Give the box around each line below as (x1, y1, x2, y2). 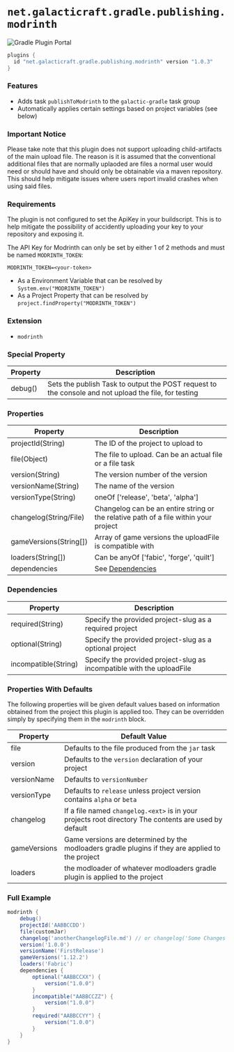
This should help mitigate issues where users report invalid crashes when (7, 175, 218, 183)
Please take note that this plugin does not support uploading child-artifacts (7, 145, 222, 153)
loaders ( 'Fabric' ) (19, 961, 73, 968)
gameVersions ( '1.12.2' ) (19, 954, 89, 961)
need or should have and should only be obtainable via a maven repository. (7, 167, 223, 176)
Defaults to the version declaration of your (63, 755, 203, 764)
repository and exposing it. (7, 230, 84, 238)
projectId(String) (10, 438, 65, 448)
